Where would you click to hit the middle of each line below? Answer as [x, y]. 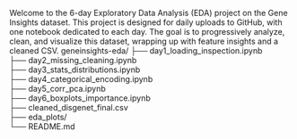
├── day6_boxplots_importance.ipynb [80, 98]
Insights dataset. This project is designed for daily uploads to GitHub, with [146, 22]
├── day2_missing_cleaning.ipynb [73, 60]
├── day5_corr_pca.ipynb [57, 89]
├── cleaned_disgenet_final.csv [69, 107]
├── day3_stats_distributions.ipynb [75, 69]
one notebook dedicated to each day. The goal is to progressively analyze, [147, 32]
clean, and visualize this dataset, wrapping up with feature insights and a [144, 41]
